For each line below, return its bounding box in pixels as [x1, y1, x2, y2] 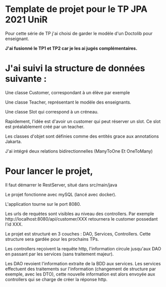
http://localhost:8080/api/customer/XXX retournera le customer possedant [5, 216, 158, 222]
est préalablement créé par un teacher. [5, 123, 85, 129]
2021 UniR [5, 14, 48, 25]
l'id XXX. [5, 221, 23, 227]
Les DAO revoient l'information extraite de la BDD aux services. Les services [5, 260, 161, 266]
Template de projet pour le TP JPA [5, 3, 148, 15]
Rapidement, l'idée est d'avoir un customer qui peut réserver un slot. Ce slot [5, 118, 161, 124]
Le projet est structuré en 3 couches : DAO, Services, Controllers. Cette [5, 230, 151, 236]
